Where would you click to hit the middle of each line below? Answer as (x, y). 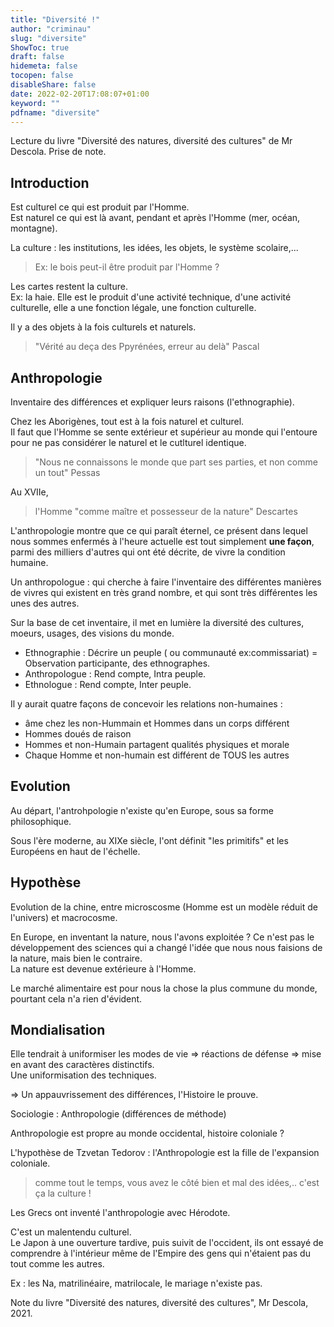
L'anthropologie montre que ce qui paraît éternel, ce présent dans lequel (159, 530)
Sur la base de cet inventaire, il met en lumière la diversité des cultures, (157, 622)
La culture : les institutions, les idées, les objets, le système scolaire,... (154, 248)
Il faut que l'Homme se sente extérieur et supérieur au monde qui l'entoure (164, 432)
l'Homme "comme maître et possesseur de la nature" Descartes (166, 511)
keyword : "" (35, 103)
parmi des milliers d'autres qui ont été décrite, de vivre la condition (148, 552)
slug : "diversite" (48, 38)
